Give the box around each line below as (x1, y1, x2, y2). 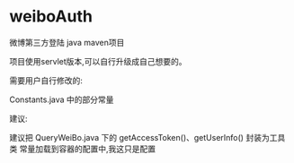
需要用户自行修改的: (9, 74, 84, 86)
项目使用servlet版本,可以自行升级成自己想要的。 (9, 56, 187, 66)
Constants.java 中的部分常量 (9, 94, 114, 105)
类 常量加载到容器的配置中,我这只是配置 (9, 143, 156, 154)
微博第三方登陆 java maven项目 (9, 37, 125, 47)
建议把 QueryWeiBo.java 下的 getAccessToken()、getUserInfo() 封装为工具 (9, 132, 286, 142)
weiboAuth (9, 6, 93, 27)
